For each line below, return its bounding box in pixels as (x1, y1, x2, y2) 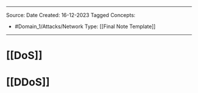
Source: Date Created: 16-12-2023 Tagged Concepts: (6, 12, 136, 18)
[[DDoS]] (6, 75, 50, 89)
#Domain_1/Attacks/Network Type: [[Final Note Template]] (14, 23, 156, 30)
